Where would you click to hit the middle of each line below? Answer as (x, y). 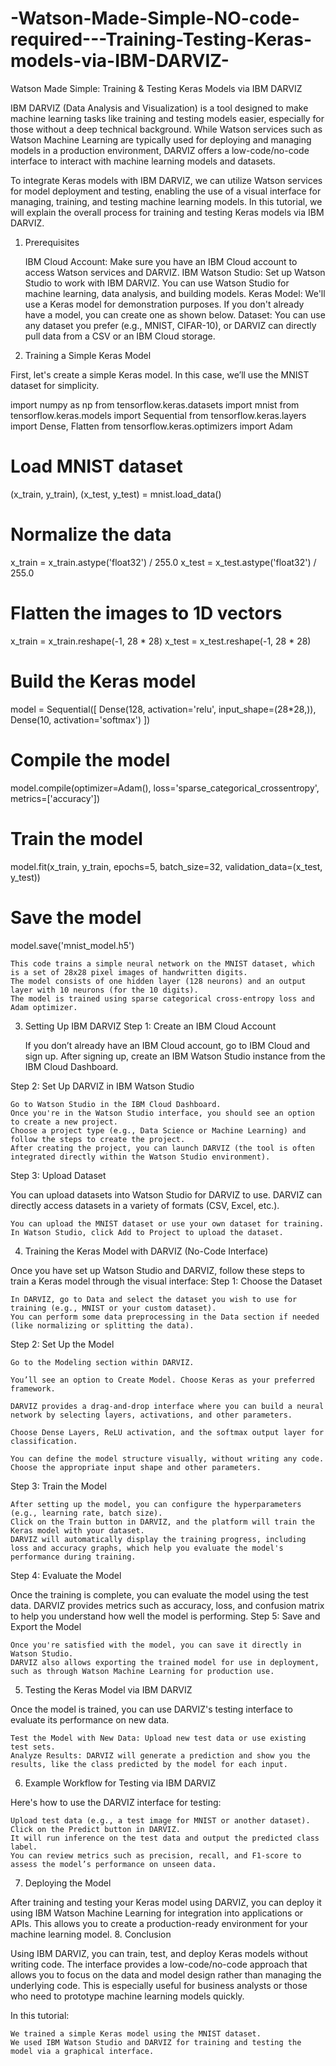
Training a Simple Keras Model (88, 355)
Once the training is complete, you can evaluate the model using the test (159, 1594)
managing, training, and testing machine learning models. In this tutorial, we (166, 201)
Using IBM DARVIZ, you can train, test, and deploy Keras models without (159, 1953)
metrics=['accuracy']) (55, 798)
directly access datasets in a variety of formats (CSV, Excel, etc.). (145, 1205)
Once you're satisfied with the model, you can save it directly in (156, 1645)
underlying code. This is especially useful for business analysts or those (159, 1985)
